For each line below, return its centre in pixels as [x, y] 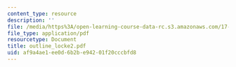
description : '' [31, 20]
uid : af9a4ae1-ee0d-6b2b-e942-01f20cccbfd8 [72, 53]
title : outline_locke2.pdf [47, 46]
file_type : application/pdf [48, 33]
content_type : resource [42, 14]
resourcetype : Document [42, 40]
